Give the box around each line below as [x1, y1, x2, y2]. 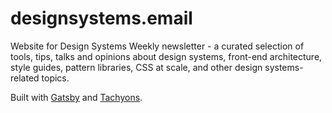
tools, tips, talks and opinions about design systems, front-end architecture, [10, 50, 323, 62]
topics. [41, 72, 70, 84]
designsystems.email [10, 7, 193, 30]
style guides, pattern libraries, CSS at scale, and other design [10, 61, 263, 73]
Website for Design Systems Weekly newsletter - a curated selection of [10, 40, 305, 52]
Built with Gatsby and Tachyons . [10, 91, 143, 103]
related [10, 72, 40, 84]
